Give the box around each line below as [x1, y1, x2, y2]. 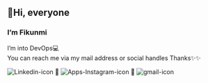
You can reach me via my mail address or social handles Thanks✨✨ [7, 53, 202, 62]
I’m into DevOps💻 [7, 44, 59, 52]
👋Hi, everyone [7, 7, 70, 19]
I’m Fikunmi [7, 28, 47, 37]
